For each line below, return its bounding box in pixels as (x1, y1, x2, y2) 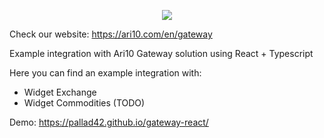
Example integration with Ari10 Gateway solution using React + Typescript (9, 48, 314, 59)
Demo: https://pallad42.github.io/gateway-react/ (9, 116, 209, 128)
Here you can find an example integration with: (9, 67, 202, 79)
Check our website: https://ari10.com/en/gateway (9, 28, 213, 40)
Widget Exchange (23, 86, 97, 98)
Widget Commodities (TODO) (23, 97, 146, 109)
